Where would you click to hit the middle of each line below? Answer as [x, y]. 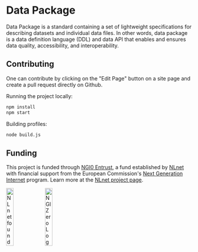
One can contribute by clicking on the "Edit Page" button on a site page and [98, 78]
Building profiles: [27, 124]
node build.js [24, 135]
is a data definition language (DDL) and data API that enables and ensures [96, 39]
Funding [22, 153]
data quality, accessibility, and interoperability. [63, 46]
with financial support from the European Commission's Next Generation [95, 174]
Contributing [30, 64]
